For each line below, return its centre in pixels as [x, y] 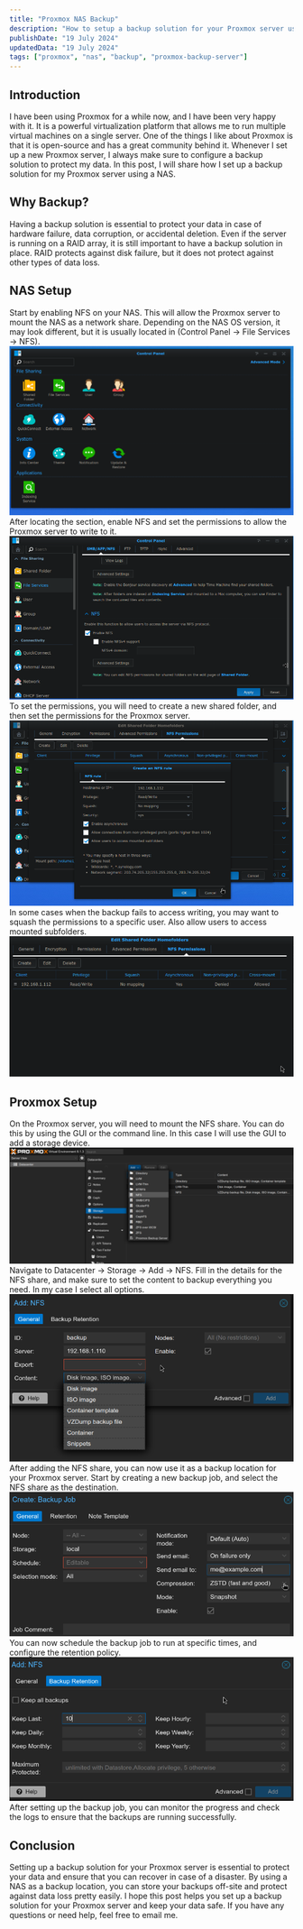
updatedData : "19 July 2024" [64, 48]
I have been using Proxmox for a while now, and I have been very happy [143, 116]
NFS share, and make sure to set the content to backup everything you [141, 1280]
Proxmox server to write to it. [63, 531]
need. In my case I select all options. [77, 1289]
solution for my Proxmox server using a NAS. [92, 174]
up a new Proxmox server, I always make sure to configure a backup [136, 154]
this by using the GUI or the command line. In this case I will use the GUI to [148, 1133]
